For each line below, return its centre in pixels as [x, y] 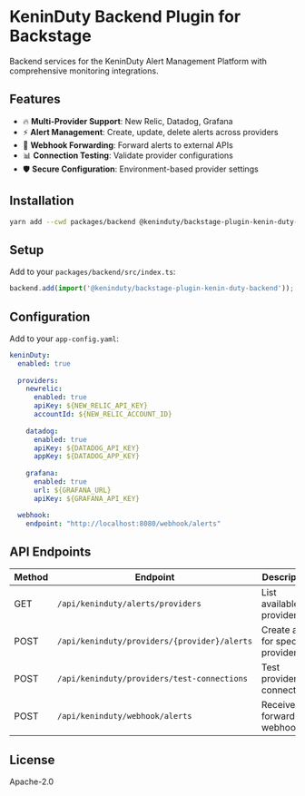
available [280, 604]
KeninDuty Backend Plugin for [125, 17]
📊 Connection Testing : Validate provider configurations [128, 155]
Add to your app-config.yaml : [64, 339]
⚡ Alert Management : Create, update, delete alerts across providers [150, 132]
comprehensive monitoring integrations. [84, 71]
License [32, 760]
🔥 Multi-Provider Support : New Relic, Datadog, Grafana [128, 121]
